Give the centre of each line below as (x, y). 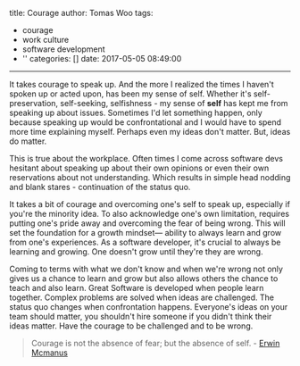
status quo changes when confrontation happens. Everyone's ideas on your (149, 307)
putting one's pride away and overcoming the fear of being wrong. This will (147, 223)
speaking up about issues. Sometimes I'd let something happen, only (136, 112)
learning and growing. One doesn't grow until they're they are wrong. (136, 252)
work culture (46, 40)
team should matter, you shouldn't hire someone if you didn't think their (141, 316)
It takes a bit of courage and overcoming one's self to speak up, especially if (150, 204)
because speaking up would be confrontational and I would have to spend (146, 122)
